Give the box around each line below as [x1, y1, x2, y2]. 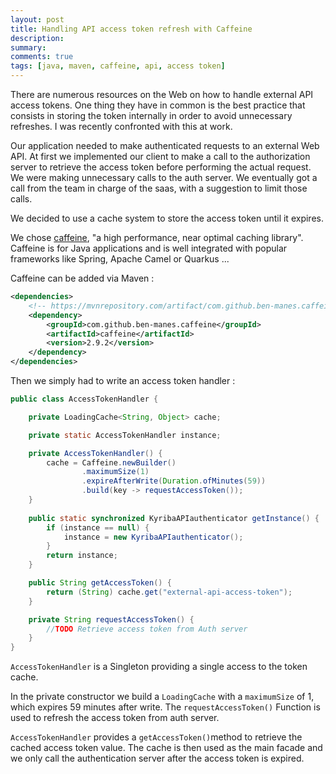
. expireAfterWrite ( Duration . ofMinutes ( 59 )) [81, 476, 267, 486]
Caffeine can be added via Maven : [10, 272, 155, 284]
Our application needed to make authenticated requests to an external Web [10, 140, 320, 151]
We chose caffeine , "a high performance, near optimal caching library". [10, 232, 304, 243]
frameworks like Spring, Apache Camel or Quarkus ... [10, 253, 230, 265]
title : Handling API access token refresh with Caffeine [10, 24, 253, 34]
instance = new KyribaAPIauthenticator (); [63, 532, 244, 542]
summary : [10, 42, 47, 53]
